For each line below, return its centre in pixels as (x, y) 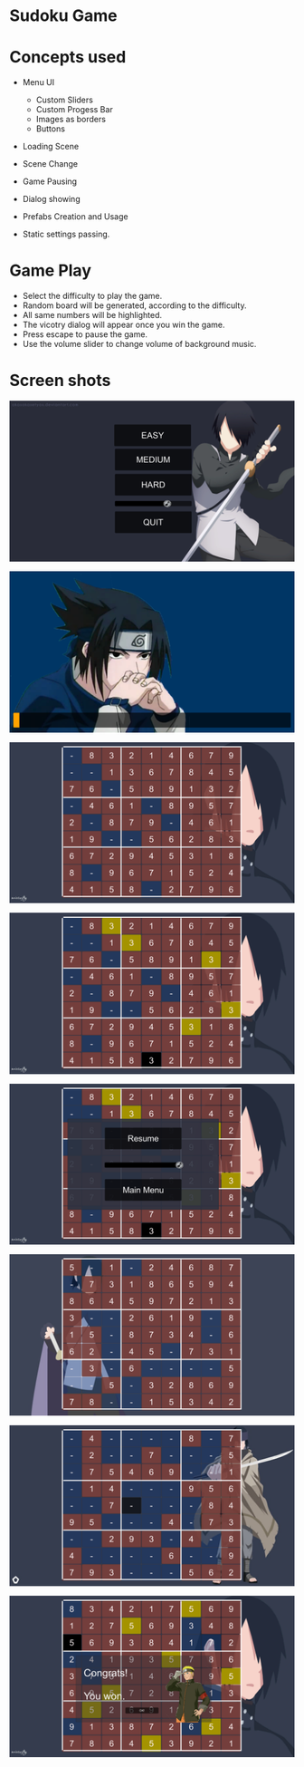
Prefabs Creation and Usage (75, 217)
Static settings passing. (66, 234)
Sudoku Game (63, 16)
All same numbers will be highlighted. (92, 315)
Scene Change (50, 164)
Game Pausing (50, 181)
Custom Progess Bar (74, 110)
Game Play (51, 270)
